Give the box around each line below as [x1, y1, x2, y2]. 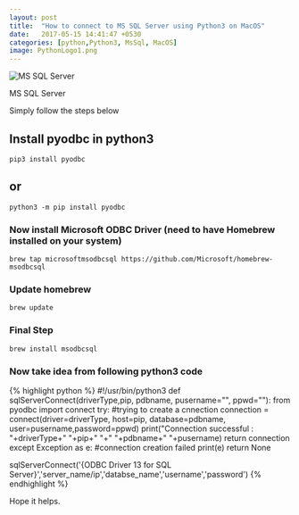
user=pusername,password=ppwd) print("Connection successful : [9, 423, 254, 434]
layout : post [9, 12, 58, 22]
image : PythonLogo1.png [9, 46, 98, 55]
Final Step [9, 324, 54, 336]
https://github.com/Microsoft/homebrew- [120, 255, 274, 264]
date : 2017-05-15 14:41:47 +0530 [9, 29, 142, 38]
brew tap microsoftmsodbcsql [9, 255, 118, 264]
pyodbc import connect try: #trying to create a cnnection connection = [9, 403, 270, 415]
